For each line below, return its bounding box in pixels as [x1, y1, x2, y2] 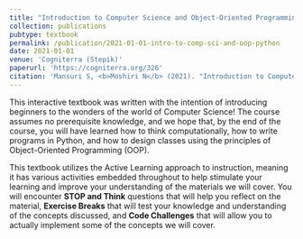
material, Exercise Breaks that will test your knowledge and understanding [9, 200, 287, 211]
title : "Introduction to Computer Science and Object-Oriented [9, 13, 252, 23]
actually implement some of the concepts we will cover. [9, 219, 216, 230]
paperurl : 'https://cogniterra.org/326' [9, 64, 164, 73]
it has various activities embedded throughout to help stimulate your [9, 171, 263, 182]
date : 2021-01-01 [9, 47, 75, 56]
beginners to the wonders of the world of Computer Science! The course [9, 106, 280, 117]
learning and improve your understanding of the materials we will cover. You [9, 181, 292, 192]
